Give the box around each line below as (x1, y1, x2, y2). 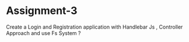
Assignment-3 (6, 4, 78, 17)
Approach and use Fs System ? (6, 29, 81, 36)
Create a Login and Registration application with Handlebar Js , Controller (6, 23, 183, 30)
